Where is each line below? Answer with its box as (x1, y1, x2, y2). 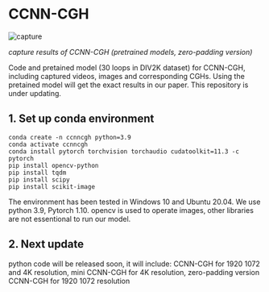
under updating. (8, 88, 62, 98)
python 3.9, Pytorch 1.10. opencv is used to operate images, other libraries (8, 205, 254, 215)
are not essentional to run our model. (8, 214, 131, 223)
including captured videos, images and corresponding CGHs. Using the (8, 71, 246, 81)
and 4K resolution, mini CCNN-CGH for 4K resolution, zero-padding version (8, 267, 260, 277)
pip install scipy (8, 175, 70, 184)
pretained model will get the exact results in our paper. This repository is (8, 80, 249, 90)
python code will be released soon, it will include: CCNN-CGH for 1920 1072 (8, 259, 260, 269)
